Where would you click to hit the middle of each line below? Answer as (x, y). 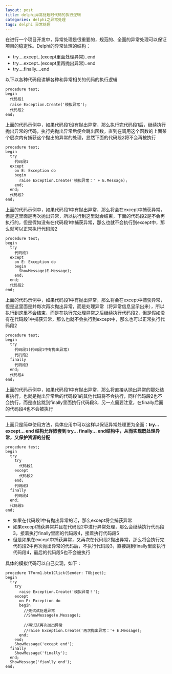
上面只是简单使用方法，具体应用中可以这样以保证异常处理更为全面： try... (82, 425)
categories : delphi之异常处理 (36, 19)
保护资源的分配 (34, 437)
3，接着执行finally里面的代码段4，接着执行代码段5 (66, 533)
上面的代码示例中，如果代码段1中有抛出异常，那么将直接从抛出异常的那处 (82, 390)
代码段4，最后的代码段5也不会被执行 (51, 553)
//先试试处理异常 (39, 611)
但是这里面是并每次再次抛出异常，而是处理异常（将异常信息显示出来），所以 (85, 307)
